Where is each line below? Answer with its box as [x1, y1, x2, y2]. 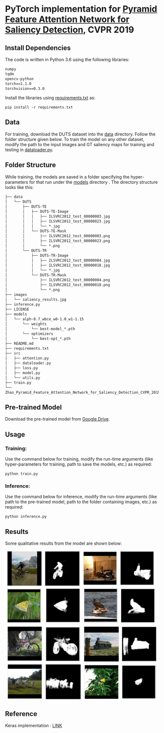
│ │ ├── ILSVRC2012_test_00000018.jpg [5, 263, 110, 267]
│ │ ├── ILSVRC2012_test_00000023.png [5, 238, 110, 243]
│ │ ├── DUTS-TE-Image [5, 209, 69, 214]
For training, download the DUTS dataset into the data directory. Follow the [5, 131, 156, 137]
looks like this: [5, 184, 34, 190]
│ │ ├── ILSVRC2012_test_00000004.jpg [5, 258, 110, 263]
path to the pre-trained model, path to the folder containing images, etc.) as [5, 499, 157, 505]
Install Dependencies [5, 44, 71, 52]
